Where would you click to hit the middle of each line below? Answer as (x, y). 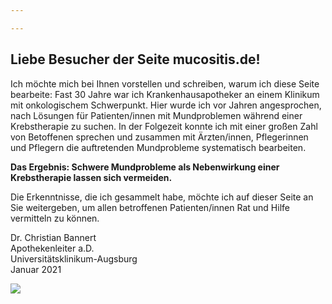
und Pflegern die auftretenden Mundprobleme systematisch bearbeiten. (158, 147)
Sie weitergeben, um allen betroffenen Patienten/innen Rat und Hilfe (150, 207)
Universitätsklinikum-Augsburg (74, 258)
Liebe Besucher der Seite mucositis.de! (135, 59)
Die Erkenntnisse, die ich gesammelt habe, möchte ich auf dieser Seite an (162, 197)
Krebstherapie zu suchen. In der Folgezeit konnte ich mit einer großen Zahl (164, 126)
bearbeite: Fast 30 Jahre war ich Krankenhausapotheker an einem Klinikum (165, 94)
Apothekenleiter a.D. (52, 248)
